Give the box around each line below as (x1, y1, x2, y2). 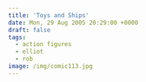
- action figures (15, 41, 72, 48)
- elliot (15, 48, 44, 55)
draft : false (8, 26, 51, 34)
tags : (8, 33, 26, 41)
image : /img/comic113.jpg (8, 62, 93, 70)
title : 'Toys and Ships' (8, 11, 89, 20)
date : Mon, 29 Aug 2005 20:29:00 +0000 (8, 19, 139, 27)
